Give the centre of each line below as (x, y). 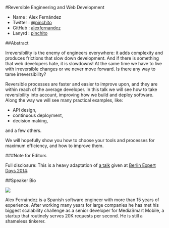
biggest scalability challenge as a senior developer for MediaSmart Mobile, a (85, 210)
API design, (24, 110)
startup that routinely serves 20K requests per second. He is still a (74, 216)
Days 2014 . (17, 171)
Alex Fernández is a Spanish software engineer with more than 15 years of (82, 200)
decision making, (30, 121)
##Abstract (17, 43)
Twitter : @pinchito (32, 22)
